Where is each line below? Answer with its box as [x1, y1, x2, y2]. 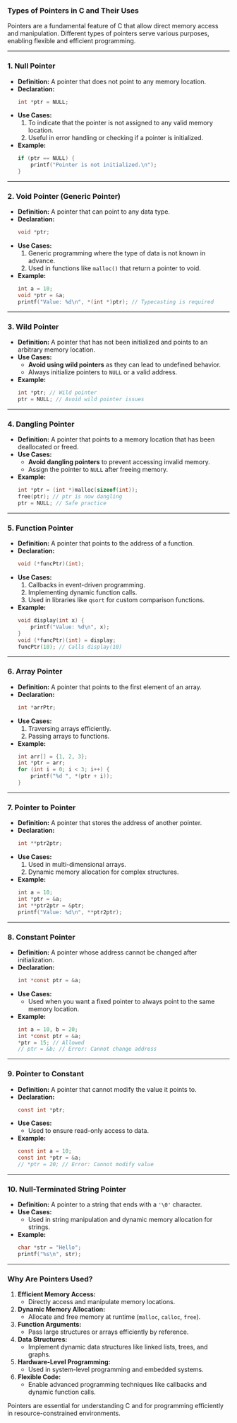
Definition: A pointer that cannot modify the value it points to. [17, 1085, 197, 1093]
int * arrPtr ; [17, 703, 56, 711]
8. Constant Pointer [7, 932, 75, 942]
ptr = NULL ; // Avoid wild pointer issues [17, 396, 145, 403]
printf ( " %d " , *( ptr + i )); [30, 773, 113, 780]
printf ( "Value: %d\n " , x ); [30, 623, 110, 630]
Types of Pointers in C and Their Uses [7, 6, 139, 16]
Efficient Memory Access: [17, 1290, 97, 1298]
